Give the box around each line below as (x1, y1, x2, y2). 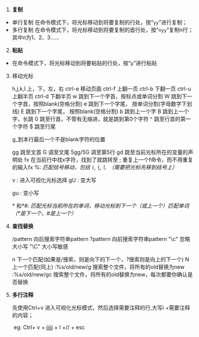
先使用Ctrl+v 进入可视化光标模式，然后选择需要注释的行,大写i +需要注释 (11, 304, 191, 311)
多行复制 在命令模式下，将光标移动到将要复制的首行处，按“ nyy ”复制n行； (11, 27, 194, 33)
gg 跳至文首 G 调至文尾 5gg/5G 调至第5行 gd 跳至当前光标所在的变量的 (11, 149, 188, 156)
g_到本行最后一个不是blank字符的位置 (11, 136, 106, 143)
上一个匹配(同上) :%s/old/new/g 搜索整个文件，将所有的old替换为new (11, 263, 185, 271)
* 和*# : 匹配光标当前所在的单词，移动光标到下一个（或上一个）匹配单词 (11, 202, 189, 209)
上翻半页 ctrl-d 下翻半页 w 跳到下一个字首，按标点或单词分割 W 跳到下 (11, 93, 188, 100)
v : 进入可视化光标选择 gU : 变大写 (11, 176, 96, 184)
